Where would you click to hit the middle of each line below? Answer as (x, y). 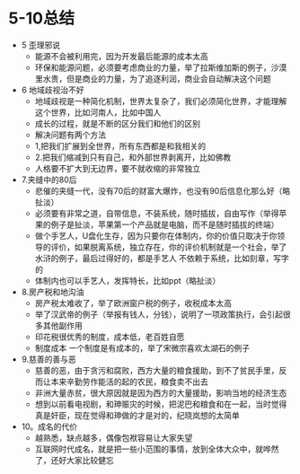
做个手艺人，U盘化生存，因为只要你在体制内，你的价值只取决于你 (156, 235)
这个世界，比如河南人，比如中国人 (98, 112)
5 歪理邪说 (41, 45)
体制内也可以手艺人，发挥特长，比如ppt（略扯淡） (128, 280)
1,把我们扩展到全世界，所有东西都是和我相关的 (120, 145)
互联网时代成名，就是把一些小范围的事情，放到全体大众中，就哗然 (157, 449)
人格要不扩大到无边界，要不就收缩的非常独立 (118, 168)
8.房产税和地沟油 (53, 292)
